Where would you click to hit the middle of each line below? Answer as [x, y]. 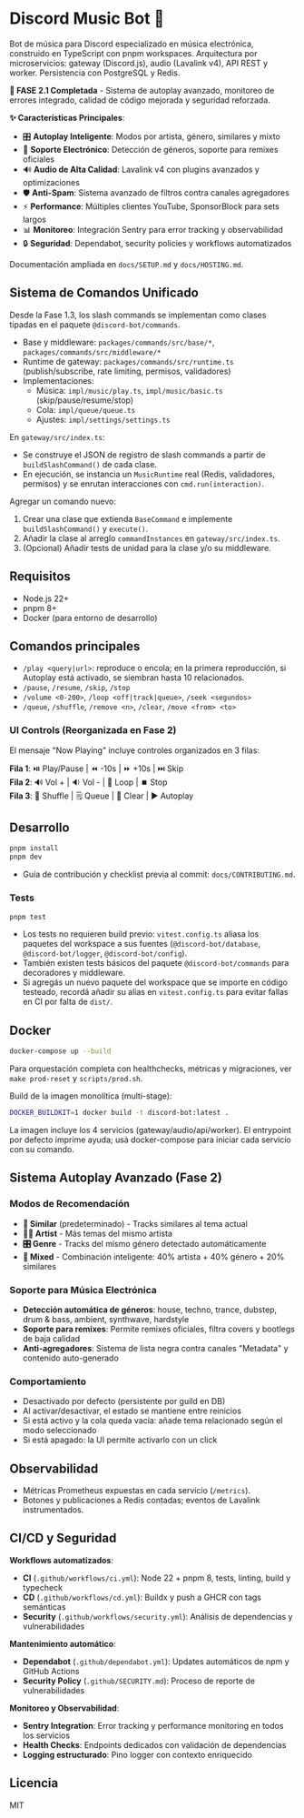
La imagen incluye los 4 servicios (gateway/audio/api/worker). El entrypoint [151, 1130]
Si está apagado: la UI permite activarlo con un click [120, 1440]
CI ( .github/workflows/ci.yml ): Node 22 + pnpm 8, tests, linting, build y [157, 1578]
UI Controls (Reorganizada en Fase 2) [93, 730]
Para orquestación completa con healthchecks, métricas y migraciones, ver [151, 1069]
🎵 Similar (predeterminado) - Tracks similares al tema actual [135, 1223]
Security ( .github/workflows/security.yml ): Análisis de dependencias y [157, 1616]
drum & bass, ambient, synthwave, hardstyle [106, 1319]
